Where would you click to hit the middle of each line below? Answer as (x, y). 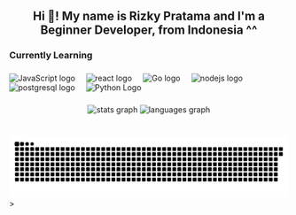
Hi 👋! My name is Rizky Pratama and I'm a (149, 16)
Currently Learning (51, 56)
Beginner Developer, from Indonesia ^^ (149, 31)
